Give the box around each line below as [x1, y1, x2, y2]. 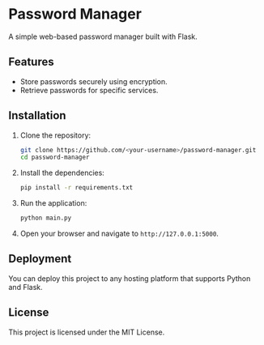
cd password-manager [19, 153, 90, 162]
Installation [8, 109, 66, 122]
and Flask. [8, 282, 43, 292]
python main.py [19, 214, 72, 223]
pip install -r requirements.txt [19, 184, 134, 192]
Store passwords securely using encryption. [19, 76, 168, 86]
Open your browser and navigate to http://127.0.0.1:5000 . [19, 228, 219, 239]
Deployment [8, 252, 72, 266]
